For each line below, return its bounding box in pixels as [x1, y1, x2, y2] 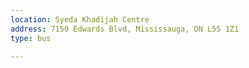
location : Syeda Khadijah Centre [10, 14, 150, 25]
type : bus [10, 33, 52, 43]
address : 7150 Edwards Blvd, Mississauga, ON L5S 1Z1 [10, 24, 240, 34]
